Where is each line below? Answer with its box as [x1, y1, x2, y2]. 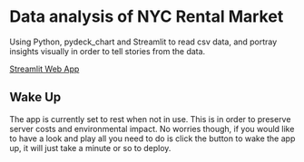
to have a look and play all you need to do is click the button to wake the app [9, 133, 296, 144]
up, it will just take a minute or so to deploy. [9, 142, 172, 153]
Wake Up [9, 90, 62, 105]
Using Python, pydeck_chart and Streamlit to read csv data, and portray [9, 36, 278, 47]
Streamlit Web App [9, 63, 80, 74]
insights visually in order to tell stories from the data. [9, 45, 206, 56]
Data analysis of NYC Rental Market [9, 6, 284, 27]
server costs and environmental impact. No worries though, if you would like [9, 123, 295, 134]
